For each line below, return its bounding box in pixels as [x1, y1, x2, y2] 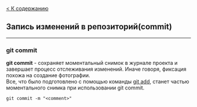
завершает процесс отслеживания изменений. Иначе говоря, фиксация [6, 65, 186, 73]
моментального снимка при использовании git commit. [6, 84, 145, 91]
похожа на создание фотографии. [6, 72, 91, 79]
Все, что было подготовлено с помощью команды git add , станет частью [6, 78, 189, 85]
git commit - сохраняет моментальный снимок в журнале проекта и [6, 60, 178, 67]
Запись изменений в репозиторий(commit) [6, 22, 172, 32]
